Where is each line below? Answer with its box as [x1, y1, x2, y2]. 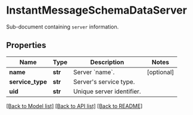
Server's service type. [73, 78, 135, 86]
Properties [6, 40, 46, 50]
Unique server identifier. [73, 87, 141, 95]
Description [90, 57, 124, 66]
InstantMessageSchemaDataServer [6, 4, 188, 17]
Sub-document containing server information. [6, 23, 119, 30]
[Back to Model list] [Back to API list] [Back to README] [6, 102, 143, 110]
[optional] [147, 68, 175, 76]
